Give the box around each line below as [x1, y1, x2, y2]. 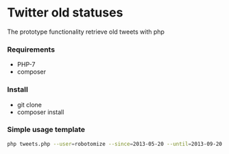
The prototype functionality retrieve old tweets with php [7, 27, 165, 36]
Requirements [7, 45, 56, 54]
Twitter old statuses [7, 5, 123, 21]
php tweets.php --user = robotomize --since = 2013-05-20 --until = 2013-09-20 [7, 140, 223, 147]
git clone [16, 100, 43, 109]
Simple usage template [7, 125, 86, 135]
